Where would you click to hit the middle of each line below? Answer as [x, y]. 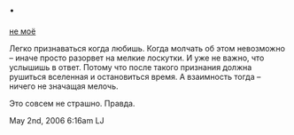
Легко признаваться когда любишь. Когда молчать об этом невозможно [147, 48]
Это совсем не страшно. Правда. [72, 103]
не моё [23, 31]
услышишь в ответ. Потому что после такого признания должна [131, 67]
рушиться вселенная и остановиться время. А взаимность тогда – [135, 76]
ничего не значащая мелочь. [64, 86]
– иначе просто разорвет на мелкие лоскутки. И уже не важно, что [137, 58]
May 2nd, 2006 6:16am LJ [57, 120]
